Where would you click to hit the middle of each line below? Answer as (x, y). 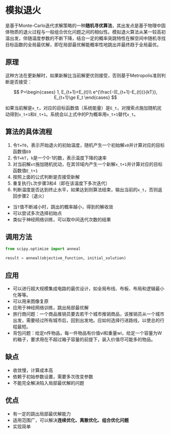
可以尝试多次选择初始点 (37, 213)
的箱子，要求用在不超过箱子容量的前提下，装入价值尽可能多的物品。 (84, 339)
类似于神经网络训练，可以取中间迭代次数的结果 (62, 219)
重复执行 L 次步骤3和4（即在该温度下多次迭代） (61, 183)
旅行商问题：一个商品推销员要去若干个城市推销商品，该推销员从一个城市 (88, 314)
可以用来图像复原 (31, 301)
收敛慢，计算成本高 (33, 370)
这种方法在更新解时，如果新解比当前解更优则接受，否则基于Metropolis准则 (83, 75)
